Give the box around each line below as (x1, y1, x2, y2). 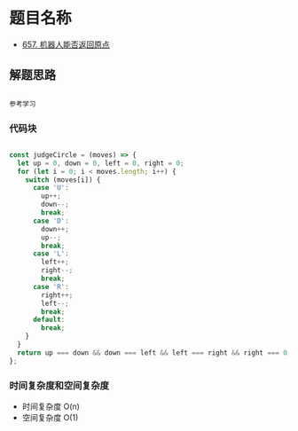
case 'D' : (32, 216, 69, 225)
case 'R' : (32, 282, 69, 291)
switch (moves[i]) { (25, 175, 101, 184)
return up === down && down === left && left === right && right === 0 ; (17, 348, 292, 357)
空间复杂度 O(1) (21, 411, 79, 422)
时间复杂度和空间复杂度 (9, 379, 109, 391)
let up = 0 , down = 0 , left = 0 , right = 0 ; (17, 159, 184, 168)
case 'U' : (32, 184, 69, 192)
